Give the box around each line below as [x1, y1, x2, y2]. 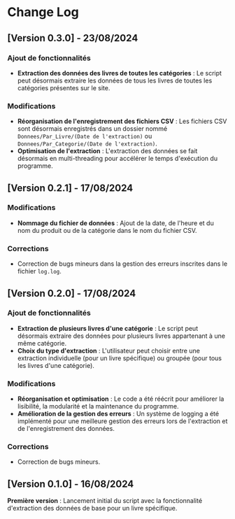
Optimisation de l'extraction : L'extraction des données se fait [17, 147, 198, 155]
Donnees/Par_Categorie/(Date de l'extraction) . [17, 139, 157, 148]
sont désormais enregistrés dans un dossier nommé [17, 125, 168, 133]
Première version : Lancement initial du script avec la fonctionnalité [7, 497, 203, 505]
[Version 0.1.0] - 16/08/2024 [7, 478, 134, 490]
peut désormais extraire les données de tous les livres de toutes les [17, 76, 213, 85]
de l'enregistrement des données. [17, 425, 115, 433]
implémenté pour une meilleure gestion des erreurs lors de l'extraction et [17, 417, 228, 425]
